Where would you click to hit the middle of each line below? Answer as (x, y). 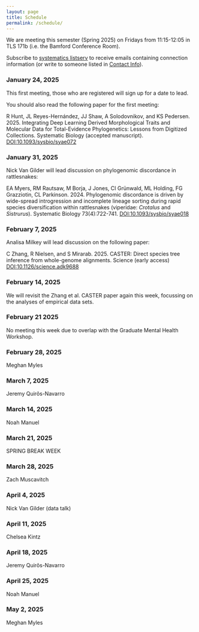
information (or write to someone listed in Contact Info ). (75, 64)
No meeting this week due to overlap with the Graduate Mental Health (92, 330)
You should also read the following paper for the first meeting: (83, 104)
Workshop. (20, 336)
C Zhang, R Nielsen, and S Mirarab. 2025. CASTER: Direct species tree (93, 254)
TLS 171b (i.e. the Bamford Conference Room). (63, 46)
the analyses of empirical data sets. (50, 302)
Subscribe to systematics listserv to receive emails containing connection (97, 58)
